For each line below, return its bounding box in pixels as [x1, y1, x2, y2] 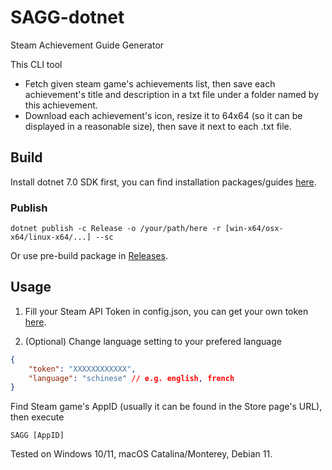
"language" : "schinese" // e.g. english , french [28, 373, 235, 383]
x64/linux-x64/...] [10, 232, 92, 243]
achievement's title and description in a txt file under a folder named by [24, 88, 320, 100]
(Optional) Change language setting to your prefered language [24, 335, 282, 347]
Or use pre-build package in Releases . [10, 250, 168, 262]
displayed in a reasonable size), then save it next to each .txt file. [24, 120, 292, 132]
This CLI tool [10, 58, 63, 70]
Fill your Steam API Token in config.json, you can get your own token [24, 305, 309, 317]
